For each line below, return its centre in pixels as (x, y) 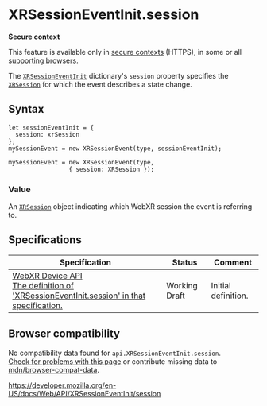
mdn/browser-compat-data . (54, 369)
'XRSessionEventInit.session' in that (79, 296)
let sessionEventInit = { (51, 128)
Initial (221, 285)
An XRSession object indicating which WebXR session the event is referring (130, 207)
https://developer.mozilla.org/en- (62, 385)
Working (182, 285)
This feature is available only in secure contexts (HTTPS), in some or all (125, 52)
